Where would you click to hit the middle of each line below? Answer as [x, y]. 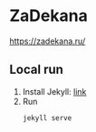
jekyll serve [47, 118]
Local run [36, 70]
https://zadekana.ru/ [48, 41]
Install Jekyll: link [54, 91]
